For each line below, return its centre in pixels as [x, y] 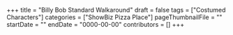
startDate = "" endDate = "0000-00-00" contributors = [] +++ [96, 24]
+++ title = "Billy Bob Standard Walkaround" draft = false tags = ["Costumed [116, 10]
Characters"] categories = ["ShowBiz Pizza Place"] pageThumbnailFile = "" [114, 17]
